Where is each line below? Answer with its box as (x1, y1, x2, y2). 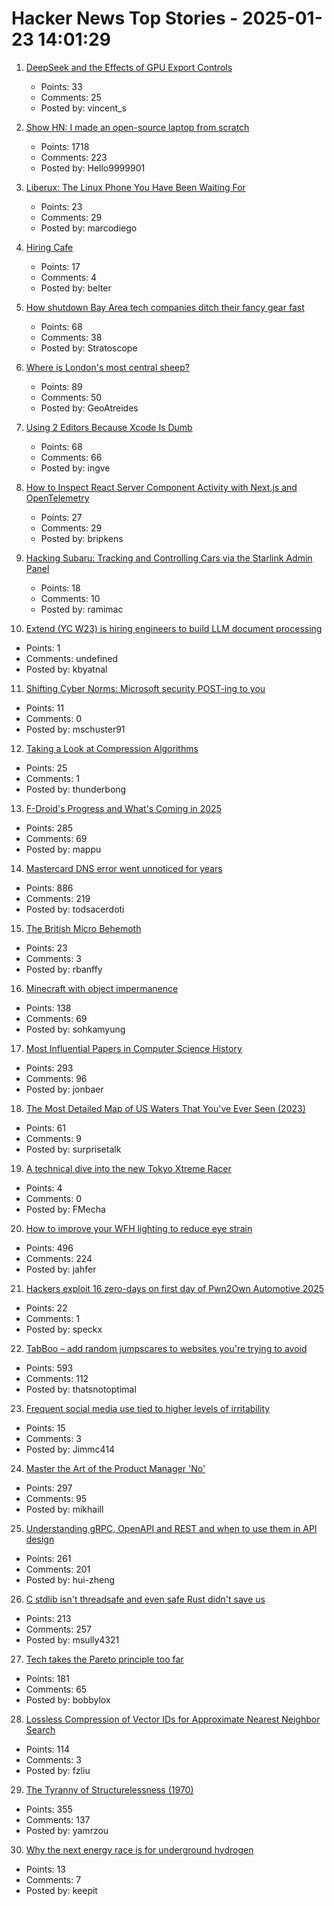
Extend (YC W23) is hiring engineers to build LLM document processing (25, 622, 323, 634)
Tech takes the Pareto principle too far (25, 1653, 184, 1665)
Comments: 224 (25, 1252, 93, 1264)
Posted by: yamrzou (25, 1824, 109, 1836)
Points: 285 (25, 822, 74, 834)
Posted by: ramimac (40, 603, 124, 615)
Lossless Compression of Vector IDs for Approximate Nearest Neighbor (25, 1713, 321, 1725)
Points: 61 (25, 1122, 66, 1134)
